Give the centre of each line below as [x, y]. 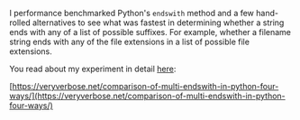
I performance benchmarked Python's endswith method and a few [132, 13]
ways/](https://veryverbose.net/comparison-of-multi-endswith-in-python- [147, 96]
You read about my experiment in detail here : [93, 69]
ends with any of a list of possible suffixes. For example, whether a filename [150, 32]
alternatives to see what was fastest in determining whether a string [158, 23]
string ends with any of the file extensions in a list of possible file [130, 42]
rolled [20, 23]
